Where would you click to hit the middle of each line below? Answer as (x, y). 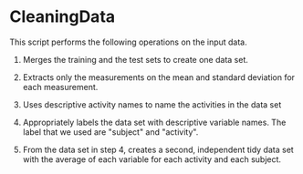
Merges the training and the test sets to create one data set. (135, 59)
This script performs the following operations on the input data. (129, 42)
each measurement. (60, 87)
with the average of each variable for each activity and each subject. (151, 159)
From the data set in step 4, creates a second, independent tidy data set (158, 149)
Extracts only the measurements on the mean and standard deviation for (158, 77)
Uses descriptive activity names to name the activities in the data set (152, 104)
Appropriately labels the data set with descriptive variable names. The (154, 122)
